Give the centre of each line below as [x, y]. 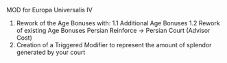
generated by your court [51, 52]
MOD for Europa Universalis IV [50, 10]
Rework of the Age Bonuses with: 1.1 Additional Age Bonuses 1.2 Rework [118, 23]
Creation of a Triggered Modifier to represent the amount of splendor [114, 45]
